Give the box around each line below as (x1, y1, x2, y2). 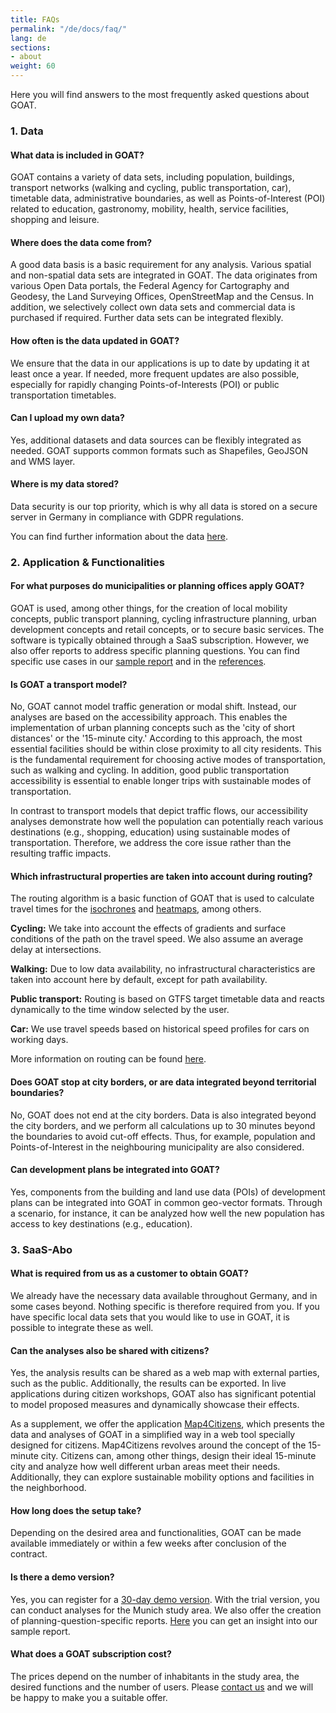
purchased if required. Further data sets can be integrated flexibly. (10, 312, 284, 324)
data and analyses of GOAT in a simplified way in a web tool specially (10, 1429, 296, 1441)
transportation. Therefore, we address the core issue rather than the (10, 837, 292, 849)
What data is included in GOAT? (10, 149, 145, 161)
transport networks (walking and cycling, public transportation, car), (10, 182, 292, 194)
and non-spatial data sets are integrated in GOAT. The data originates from (10, 269, 318, 281)
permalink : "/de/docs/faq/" (10, 24, 128, 34)
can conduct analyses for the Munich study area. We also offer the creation (10, 1604, 322, 1616)
